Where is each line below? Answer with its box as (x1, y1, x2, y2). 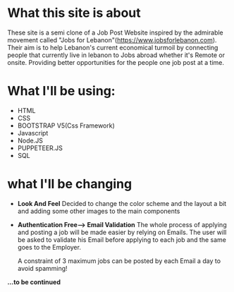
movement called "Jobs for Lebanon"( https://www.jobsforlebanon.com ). (7, 35, 217, 44)
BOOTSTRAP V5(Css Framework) (17, 121, 115, 130)
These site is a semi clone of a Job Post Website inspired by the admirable (7, 28, 223, 37)
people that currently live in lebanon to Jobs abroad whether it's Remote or (7, 51, 226, 59)
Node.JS (17, 136, 44, 145)
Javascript (17, 128, 49, 137)
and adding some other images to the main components (17, 207, 180, 215)
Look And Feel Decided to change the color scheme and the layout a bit (17, 199, 227, 207)
